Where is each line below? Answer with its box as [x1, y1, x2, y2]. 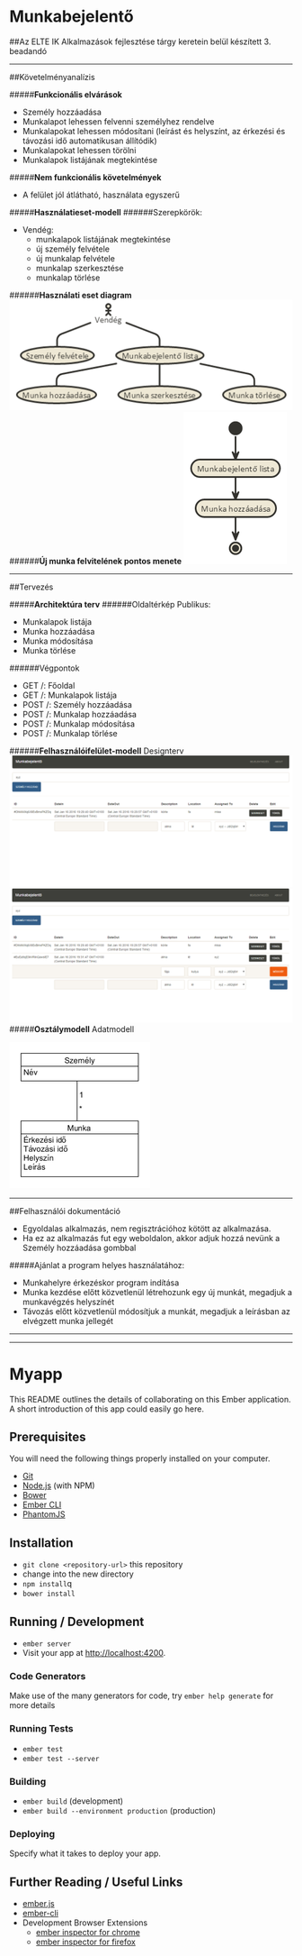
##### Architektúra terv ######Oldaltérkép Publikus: [9, 599, 211, 610]
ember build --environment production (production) [22, 1805, 217, 1815]
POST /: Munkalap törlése [22, 728, 119, 739]
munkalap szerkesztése [35, 262, 124, 273]
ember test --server [22, 1754, 100, 1763]
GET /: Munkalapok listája [22, 690, 118, 700]
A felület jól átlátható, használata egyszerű [22, 189, 180, 200]
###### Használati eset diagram [9, 289, 132, 300]
